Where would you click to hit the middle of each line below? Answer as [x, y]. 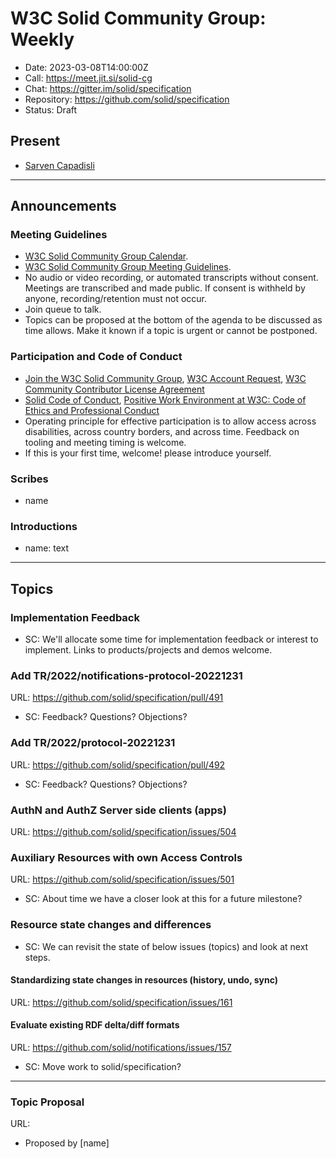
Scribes [29, 479]
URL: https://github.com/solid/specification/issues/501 [122, 879]
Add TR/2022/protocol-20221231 [93, 743]
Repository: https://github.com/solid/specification [127, 99]
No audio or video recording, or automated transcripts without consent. [171, 278]
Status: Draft [51, 109]
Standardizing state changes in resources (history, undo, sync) [144, 980]
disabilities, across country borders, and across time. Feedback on [162, 431]
